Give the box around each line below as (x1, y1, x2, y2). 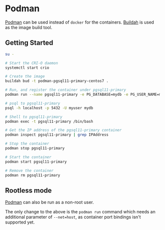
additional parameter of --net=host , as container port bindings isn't (5, 214, 141, 220)
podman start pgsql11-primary (5, 159, 67, 164)
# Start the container (5, 154, 52, 160)
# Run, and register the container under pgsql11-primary (5, 87, 126, 92)
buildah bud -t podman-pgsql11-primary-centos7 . (5, 79, 109, 84)
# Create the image (5, 74, 45, 79)
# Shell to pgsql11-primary (5, 114, 63, 119)
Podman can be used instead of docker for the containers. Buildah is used (5, 19, 154, 25)
